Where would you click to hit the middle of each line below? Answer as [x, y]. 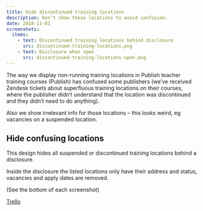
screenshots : [23, 29]
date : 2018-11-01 [28, 23]
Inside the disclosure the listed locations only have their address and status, [102, 171]
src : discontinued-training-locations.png [77, 46]
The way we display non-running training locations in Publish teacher [94, 75]
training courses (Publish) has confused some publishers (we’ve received [99, 81]
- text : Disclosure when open [56, 52]
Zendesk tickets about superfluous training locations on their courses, [95, 88]
